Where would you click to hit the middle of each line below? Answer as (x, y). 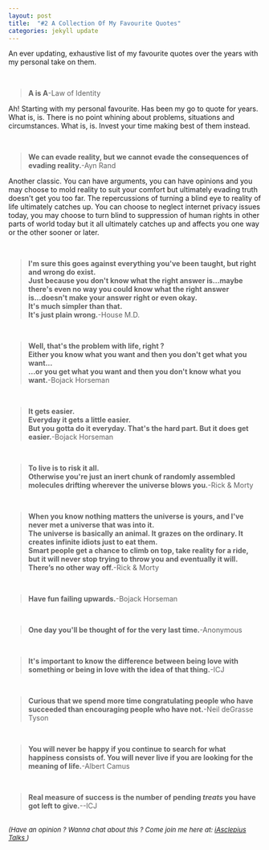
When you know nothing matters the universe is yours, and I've (136, 516)
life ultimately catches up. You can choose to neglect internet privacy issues (134, 207)
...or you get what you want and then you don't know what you (134, 372)
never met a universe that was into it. (91, 525)
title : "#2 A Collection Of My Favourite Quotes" (95, 23)
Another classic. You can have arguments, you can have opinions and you (130, 181)
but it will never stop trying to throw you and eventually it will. (133, 559)
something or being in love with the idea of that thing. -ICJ (126, 670)
